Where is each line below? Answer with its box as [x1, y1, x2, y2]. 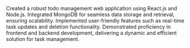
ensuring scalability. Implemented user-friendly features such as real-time [6, 17, 185, 24]
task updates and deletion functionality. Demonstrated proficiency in [6, 23, 171, 30]
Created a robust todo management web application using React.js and [6, 5, 177, 12]
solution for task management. [6, 36, 80, 42]
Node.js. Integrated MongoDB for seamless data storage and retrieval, [6, 11, 175, 18]
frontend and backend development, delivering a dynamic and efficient [6, 29, 177, 36]
